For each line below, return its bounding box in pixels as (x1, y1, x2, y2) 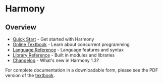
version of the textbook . (5, 72, 55, 78)
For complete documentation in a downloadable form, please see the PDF (5, 67, 158, 73)
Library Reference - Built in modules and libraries (12, 52, 115, 58)
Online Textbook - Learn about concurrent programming (12, 41, 130, 47)
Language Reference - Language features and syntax (12, 47, 124, 52)
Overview (5, 23, 37, 31)
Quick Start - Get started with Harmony (12, 36, 94, 42)
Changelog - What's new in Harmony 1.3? (12, 57, 99, 63)
